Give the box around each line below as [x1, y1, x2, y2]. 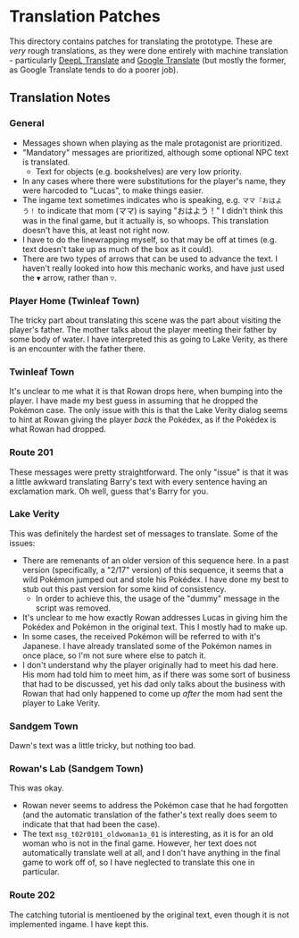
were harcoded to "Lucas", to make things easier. [21, 185, 203, 196]
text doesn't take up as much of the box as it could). [21, 243, 214, 254]
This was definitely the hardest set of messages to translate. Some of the [9, 528, 278, 538]
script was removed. [35, 602, 112, 613]
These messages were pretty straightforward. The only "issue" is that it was [9, 467, 288, 477]
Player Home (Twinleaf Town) [9, 294, 140, 307]
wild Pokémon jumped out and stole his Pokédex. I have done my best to [21, 574, 289, 585]
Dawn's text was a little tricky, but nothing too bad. [9, 740, 196, 751]
